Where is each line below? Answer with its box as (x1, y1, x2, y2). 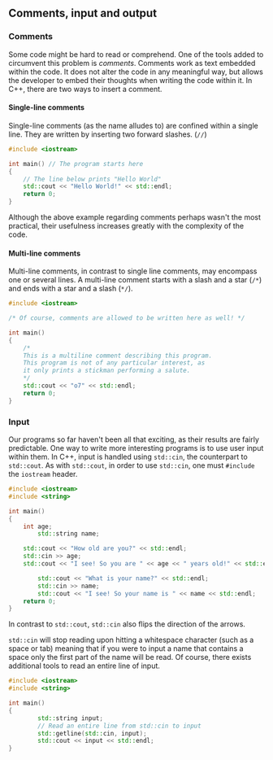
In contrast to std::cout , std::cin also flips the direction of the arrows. (8, 619, 246, 629)
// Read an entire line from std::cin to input (37, 722, 201, 730)
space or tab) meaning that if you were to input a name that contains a (8, 644, 244, 653)
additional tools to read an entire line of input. (8, 661, 161, 670)
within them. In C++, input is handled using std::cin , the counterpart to (8, 452, 248, 462)
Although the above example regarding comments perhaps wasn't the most (8, 212, 262, 222)
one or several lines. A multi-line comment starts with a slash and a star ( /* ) (8, 275, 262, 285)
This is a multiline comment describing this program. (23, 352, 213, 360)
